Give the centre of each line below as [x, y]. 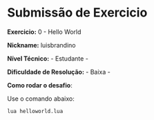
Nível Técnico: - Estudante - [48, 58]
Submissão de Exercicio [77, 13]
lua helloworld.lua [35, 111]
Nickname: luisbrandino [41, 45]
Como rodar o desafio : [40, 85]
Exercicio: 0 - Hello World [44, 32]
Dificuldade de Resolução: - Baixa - [59, 72]
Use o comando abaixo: [41, 99]
